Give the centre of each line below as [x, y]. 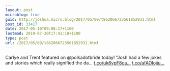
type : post [17, 39]
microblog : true [22, 15]
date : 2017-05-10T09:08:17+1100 [39, 29]
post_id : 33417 [21, 24]
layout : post [19, 10]
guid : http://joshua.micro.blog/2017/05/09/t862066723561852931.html [81, 19]
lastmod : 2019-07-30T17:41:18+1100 [43, 33]
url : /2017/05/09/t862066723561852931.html [52, 43]
